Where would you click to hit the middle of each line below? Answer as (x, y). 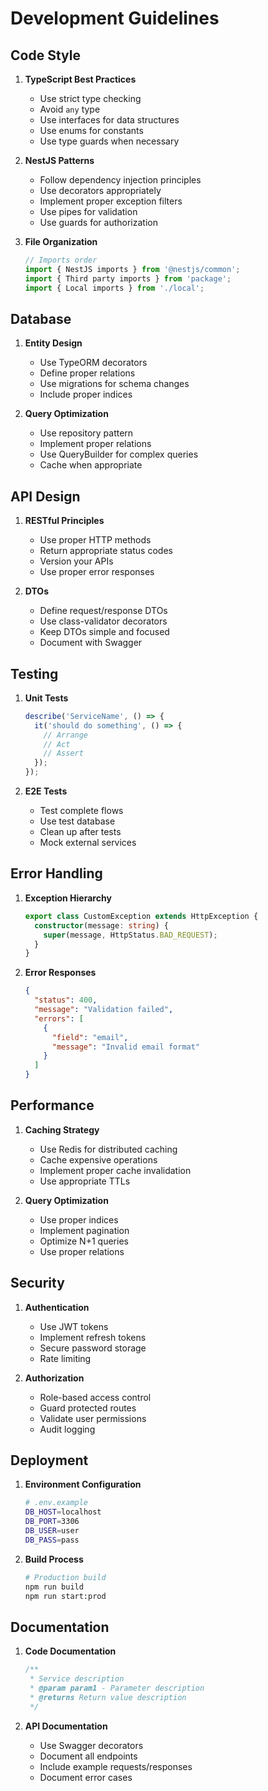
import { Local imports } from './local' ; (114, 288)
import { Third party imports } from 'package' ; (128, 278)
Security (37, 1283)
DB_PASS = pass (52, 1540)
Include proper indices (86, 394)
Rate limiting (65, 1358)
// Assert (63, 753)
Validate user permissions (93, 1418)
